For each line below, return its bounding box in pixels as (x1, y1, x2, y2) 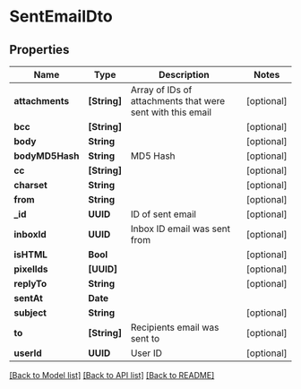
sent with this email (130, 106, 212, 118)
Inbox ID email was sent (130, 222, 231, 235)
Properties (9, 42, 70, 57)
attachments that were (130, 95, 226, 107)
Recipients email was (130, 321, 219, 333)
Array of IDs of (130, 83, 193, 96)
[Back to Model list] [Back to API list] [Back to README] (9, 370, 215, 380)
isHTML (13, 248, 47, 261)
